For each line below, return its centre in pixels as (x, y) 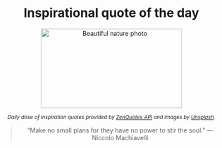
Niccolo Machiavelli (120, 137)
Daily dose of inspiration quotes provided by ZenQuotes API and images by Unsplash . (111, 117)
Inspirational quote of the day (111, 13)
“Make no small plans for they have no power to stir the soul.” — (120, 130)
